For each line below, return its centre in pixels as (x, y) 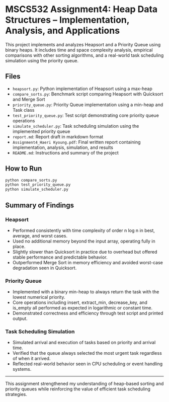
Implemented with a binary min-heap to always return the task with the (86, 292)
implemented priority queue (41, 131)
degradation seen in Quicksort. (45, 268)
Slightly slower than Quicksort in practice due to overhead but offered (85, 252)
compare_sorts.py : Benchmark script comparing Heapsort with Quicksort (88, 94)
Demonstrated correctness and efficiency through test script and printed (88, 313)
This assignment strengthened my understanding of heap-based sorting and (84, 384)
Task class (23, 110)
